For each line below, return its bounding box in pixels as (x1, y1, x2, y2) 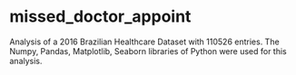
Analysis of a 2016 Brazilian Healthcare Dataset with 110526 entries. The (9, 36, 280, 47)
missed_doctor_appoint (9, 6, 192, 27)
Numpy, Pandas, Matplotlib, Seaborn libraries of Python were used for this (9, 45, 288, 56)
